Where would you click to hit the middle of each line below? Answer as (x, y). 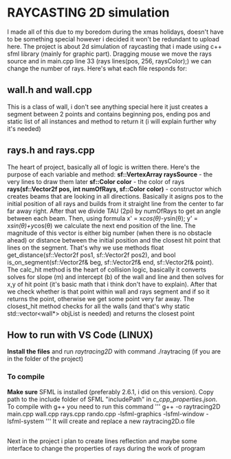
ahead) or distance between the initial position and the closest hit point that (114, 240)
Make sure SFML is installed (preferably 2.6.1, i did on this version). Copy (111, 391)
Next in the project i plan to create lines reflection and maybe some (102, 441)
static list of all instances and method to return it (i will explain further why (112, 121)
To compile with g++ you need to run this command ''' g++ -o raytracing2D (114, 406)
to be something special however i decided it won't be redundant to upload (113, 39)
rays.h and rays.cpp (51, 151)
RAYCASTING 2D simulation (88, 13)
